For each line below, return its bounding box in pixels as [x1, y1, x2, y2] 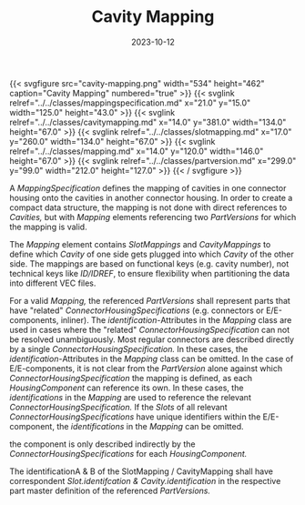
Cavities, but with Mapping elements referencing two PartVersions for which [9, 211, 297, 222]
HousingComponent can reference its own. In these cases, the [9, 382, 244, 393]
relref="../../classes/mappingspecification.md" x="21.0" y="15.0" [9, 97, 251, 108]
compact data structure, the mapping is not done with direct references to [9, 202, 288, 213]
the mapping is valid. [9, 221, 88, 232]
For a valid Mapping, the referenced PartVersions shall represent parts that [9, 295, 291, 306]
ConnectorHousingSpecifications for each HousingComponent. [9, 448, 248, 459]
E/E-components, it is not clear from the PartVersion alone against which [9, 362, 283, 374]
